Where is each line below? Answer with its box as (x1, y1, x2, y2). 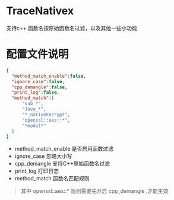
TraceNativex (6, 4, 74, 18)
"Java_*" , (21, 106, 46, 112)
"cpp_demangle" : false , (11, 84, 68, 90)
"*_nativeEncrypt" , (21, 112, 70, 118)
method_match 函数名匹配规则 (14, 175, 90, 182)
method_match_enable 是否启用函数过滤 (14, 145, 114, 153)
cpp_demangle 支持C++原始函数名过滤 (14, 160, 110, 167)
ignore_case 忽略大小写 (14, 153, 72, 160)
